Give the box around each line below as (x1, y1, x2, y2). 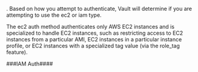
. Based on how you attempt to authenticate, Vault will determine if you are (6, 5, 193, 12)
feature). (6, 49, 28, 56)
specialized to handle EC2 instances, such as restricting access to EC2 (6, 29, 183, 37)
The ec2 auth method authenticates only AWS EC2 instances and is (6, 23, 174, 30)
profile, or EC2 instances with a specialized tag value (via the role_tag (6, 42, 180, 49)
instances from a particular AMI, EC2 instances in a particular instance (6, 36, 182, 43)
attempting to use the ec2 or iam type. (6, 11, 102, 19)
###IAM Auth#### (6, 60, 53, 67)
